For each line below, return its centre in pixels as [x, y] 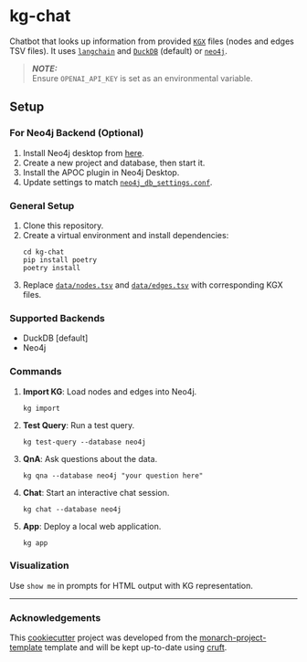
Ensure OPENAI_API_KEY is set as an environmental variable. [142, 78]
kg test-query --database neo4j [84, 442]
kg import [42, 408]
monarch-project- [233, 638]
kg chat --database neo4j [72, 509]
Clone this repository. [63, 226]
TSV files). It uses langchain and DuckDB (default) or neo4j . [119, 50]
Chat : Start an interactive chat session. [96, 492]
